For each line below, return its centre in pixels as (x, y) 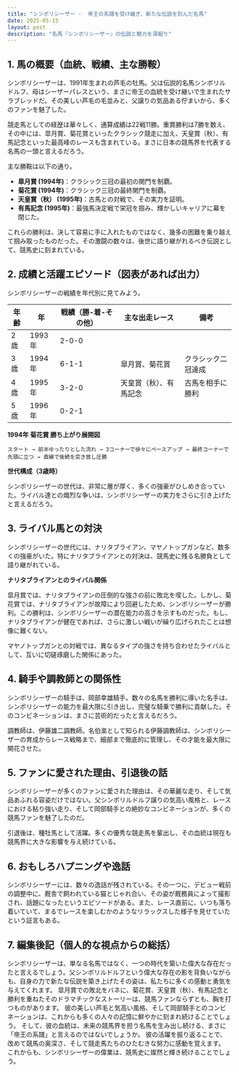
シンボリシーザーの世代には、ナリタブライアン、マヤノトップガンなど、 (113, 547)
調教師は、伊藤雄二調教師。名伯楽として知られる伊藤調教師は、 (101, 730)
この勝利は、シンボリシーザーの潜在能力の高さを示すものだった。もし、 (126, 613)
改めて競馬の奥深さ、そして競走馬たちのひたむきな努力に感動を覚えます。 (116, 1043)
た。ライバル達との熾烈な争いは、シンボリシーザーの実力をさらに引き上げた (119, 495)
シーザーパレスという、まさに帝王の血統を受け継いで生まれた (135, 92)
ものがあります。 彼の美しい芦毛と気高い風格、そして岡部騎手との (110, 1007)
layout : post (27, 27)
